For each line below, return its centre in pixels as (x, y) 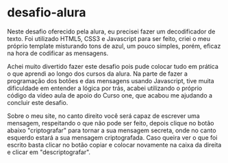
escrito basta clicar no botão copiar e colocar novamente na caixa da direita (114, 145)
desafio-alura (47, 13)
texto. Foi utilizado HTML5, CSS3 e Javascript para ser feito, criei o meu (109, 38)
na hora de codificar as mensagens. (58, 53)
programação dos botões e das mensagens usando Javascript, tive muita (111, 80)
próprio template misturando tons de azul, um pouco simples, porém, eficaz (114, 46)
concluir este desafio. (38, 102)
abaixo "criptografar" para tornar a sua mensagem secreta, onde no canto (112, 130)
